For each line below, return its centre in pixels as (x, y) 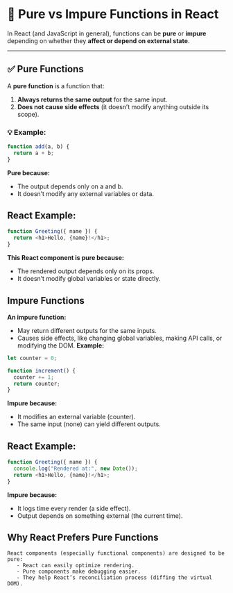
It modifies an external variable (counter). (76, 417)
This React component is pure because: (66, 258)
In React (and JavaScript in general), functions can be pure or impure (107, 33)
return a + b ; (34, 153)
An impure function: (37, 317)
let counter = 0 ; (32, 358)
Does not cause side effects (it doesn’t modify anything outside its (113, 106)
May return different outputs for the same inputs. (87, 330)
